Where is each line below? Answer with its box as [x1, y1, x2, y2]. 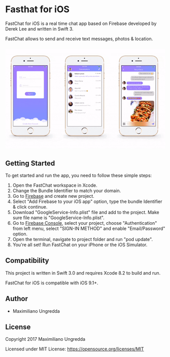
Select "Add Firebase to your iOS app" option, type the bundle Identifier [12, 198, 162, 204]
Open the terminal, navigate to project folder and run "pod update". [12, 236, 153, 243]
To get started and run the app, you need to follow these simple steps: [5, 172, 152, 178]
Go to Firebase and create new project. [12, 193, 95, 199]
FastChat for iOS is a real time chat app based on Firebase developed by [5, 20, 157, 26]
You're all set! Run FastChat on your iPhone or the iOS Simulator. [12, 242, 148, 248]
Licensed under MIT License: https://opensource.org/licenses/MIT [5, 346, 144, 352]
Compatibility [5, 256, 49, 265]
